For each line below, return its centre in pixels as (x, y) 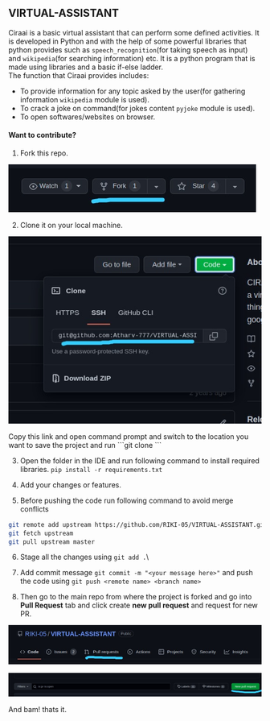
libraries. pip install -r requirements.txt (91, 469)
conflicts (35, 509)
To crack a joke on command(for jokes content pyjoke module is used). (137, 108)
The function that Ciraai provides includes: (79, 75)
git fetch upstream (41, 533)
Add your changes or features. (71, 485)
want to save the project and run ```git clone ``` (85, 445)
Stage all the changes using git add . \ (84, 557)
